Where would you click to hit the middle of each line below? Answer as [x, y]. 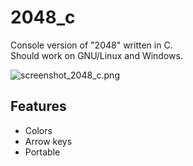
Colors [38, 130]
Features [38, 106]
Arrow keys [48, 141]
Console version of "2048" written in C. [91, 45]
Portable [42, 152]
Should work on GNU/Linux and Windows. [96, 55]
